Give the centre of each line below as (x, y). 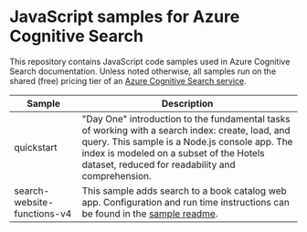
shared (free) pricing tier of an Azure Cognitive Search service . (128, 80)
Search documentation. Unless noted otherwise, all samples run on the (143, 71)
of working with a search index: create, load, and (186, 130)
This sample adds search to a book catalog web (185, 191)
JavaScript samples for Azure (125, 17)
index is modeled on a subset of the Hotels (173, 153)
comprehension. (117, 175)
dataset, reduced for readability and (159, 164)
